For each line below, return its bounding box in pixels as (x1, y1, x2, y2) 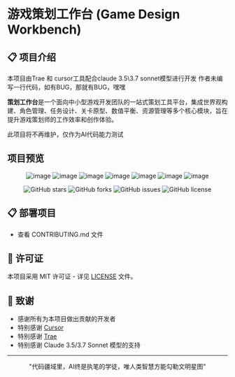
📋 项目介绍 (7, 51, 57, 63)
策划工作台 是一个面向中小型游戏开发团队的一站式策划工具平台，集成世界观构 (7, 98, 228, 106)
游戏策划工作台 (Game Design (7, 6, 180, 22)
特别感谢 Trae (17, 332, 57, 341)
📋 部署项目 (7, 207, 57, 219)
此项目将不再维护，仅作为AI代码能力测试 (7, 130, 124, 138)
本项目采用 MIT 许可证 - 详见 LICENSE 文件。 (7, 272, 137, 280)
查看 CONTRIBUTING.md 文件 (17, 230, 104, 239)
